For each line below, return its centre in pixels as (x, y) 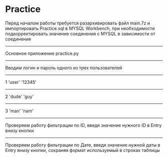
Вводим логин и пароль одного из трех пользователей (64, 67)
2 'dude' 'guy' (19, 96)
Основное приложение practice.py (42, 53)
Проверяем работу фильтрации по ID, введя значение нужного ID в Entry (83, 125)
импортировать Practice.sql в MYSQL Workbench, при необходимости (80, 28)
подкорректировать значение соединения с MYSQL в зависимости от (80, 33)
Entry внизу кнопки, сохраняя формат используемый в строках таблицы (82, 150)
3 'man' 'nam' (19, 110)
